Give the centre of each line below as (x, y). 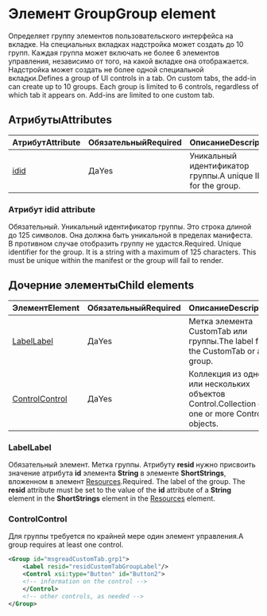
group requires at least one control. (66, 544)
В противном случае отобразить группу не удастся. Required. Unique (125, 244)
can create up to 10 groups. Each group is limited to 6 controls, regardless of (133, 86)
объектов (207, 393)
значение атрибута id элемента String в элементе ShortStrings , (117, 473)
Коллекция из (215, 374)
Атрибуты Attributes (60, 120)
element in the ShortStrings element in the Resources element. (112, 498)
